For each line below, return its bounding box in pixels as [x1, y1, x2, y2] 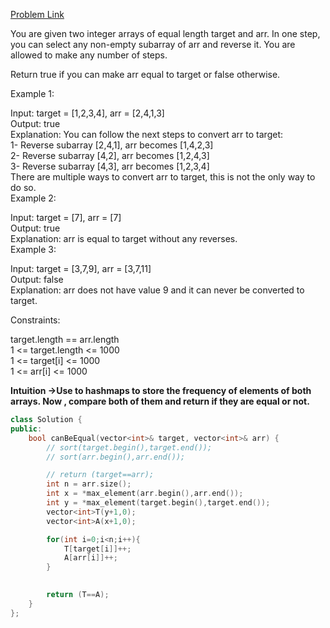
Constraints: [10, 314, 61, 326]
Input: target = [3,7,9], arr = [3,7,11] [10, 263, 152, 274]
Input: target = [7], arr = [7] [10, 212, 122, 223]
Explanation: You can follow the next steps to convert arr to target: [10, 129, 283, 140]
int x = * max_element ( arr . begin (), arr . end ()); [46, 489, 244, 499]
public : [10, 424, 43, 434]
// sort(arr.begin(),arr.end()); [46, 452, 186, 462]
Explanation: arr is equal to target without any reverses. [10, 233, 238, 244]
